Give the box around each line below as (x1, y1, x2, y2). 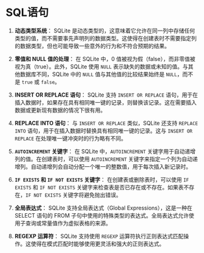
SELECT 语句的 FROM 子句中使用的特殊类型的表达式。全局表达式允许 (14, 211, 189, 219)
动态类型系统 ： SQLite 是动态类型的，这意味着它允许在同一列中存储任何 (14, 27, 195, 34)
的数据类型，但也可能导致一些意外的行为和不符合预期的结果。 (14, 42, 170, 50)
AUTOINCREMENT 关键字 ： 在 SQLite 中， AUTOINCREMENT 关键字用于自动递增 (14, 147, 196, 155)
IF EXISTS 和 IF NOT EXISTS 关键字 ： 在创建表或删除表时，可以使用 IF (14, 175, 189, 183)
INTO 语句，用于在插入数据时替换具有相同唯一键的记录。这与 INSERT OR (14, 127, 193, 134)
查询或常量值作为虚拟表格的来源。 (25, 219, 111, 227)
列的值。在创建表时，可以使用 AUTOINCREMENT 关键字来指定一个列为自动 (14, 155, 193, 163)
